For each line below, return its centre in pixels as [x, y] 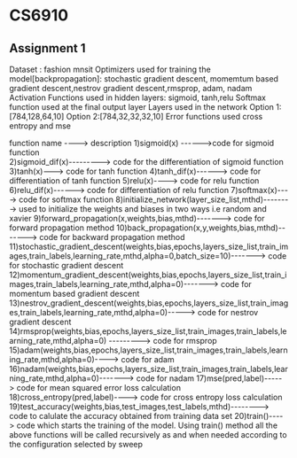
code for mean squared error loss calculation [99, 388]
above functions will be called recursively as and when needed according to [148, 435]
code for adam [148, 359]
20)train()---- [259, 416]
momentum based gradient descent [74, 294]
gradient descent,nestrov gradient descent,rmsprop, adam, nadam [131, 88]
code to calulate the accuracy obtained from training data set [121, 416]
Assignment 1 [47, 48]
